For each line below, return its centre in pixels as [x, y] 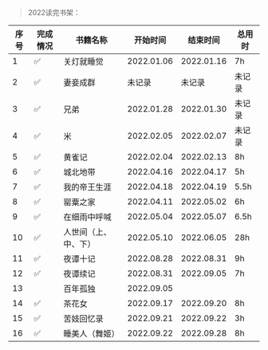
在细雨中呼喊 [87, 217]
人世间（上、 [87, 232]
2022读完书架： [54, 12]
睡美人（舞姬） [91, 334]
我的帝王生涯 [87, 187]
